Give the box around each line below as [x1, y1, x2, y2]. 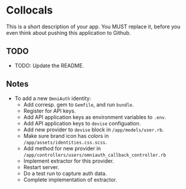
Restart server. [23, 163, 59, 171]
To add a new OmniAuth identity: [14, 95, 91, 102]
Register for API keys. [23, 107, 76, 114]
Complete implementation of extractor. [23, 176, 117, 183]
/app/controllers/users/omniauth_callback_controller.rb [23, 152, 167, 158]
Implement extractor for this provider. [23, 157, 114, 164]
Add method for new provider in [23, 145, 101, 152]
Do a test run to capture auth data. [23, 170, 107, 177]
